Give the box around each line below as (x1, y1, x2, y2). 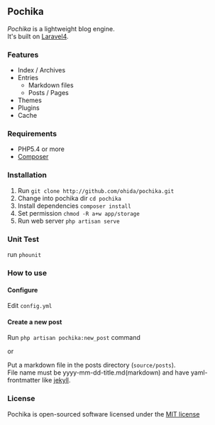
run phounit (7, 250, 41, 258)
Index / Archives (17, 66, 66, 74)
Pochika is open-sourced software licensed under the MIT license (7, 409, 200, 418)
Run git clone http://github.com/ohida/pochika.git (17, 186, 175, 194)
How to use (7, 267, 48, 277)
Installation (7, 170, 48, 180)
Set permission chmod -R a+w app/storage (17, 209, 140, 217)
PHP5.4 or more (17, 145, 65, 153)
